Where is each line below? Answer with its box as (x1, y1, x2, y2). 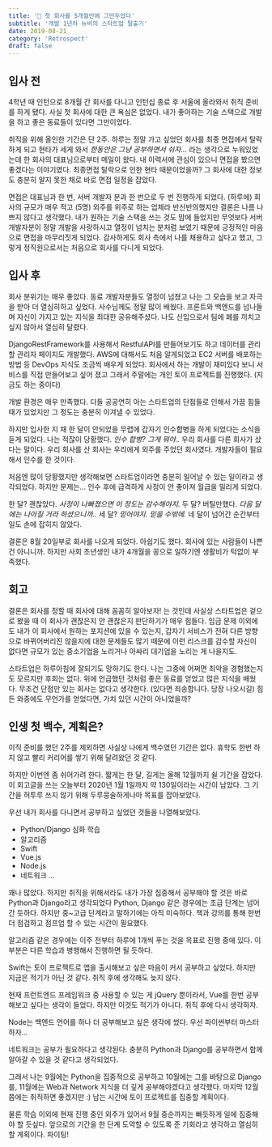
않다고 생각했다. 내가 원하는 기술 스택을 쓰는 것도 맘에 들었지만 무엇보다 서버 (23, 212, 263, 222)
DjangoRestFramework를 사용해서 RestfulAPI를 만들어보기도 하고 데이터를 (8, 339, 246, 349)
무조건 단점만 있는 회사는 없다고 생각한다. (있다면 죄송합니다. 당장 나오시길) (19, 683, 255, 693)
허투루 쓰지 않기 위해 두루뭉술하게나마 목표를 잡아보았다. (23, 790, 201, 800)
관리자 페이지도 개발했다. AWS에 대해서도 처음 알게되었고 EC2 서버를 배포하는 (16, 349, 263, 359)
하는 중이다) (23, 380, 62, 389)
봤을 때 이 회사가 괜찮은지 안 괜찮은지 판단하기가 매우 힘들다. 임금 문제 (16, 616, 237, 626)
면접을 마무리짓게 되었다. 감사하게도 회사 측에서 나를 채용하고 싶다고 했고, (23, 232, 255, 242)
